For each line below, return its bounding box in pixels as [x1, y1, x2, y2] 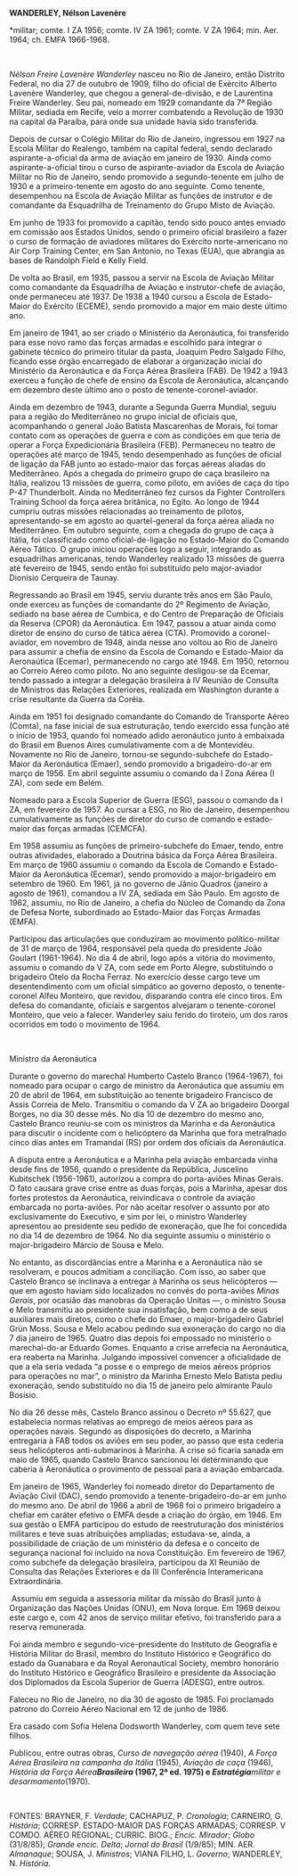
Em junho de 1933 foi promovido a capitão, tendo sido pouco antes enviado [9, 218, 286, 227]
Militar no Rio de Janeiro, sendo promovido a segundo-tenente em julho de [9, 171, 285, 182]
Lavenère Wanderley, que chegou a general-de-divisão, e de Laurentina [9, 88, 273, 98]
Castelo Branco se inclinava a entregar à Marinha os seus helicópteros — [9, 1276, 278, 1286]
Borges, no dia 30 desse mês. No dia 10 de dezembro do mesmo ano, [9, 1109, 264, 1119]
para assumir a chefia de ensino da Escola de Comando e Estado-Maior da [9, 647, 284, 657]
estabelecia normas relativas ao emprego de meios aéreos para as [9, 1417, 254, 1426]
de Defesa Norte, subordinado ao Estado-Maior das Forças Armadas [9, 907, 261, 917]
